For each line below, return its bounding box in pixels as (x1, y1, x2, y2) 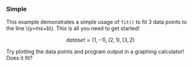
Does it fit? (6, 55, 33, 62)
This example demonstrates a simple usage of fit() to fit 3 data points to (6, 19, 187, 26)
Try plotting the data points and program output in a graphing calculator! (6, 48, 184, 55)
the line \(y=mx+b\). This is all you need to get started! (6, 25, 140, 32)
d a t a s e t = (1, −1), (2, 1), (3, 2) (66, 37, 135, 44)
